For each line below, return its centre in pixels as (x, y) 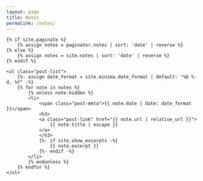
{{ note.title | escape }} (84, 125)
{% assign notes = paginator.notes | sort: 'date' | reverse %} (100, 45)
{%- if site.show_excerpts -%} (78, 141)
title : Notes (23, 18)
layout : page (23, 12)
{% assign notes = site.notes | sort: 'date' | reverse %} (94, 56)
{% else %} (20, 50)
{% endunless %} (49, 162)
